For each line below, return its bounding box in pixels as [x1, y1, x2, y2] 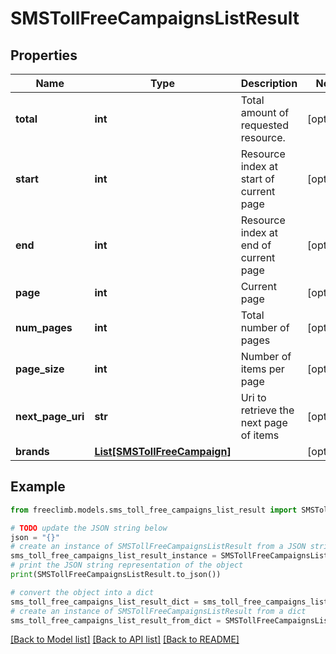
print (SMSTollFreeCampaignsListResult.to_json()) [10, 570, 222, 580]
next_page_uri [15, 410, 85, 423]
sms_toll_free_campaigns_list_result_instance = [10, 551, 217, 561]
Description [240, 77, 298, 90]
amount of [240, 106, 290, 119]
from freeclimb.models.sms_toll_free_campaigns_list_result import [10, 505, 298, 515]
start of [240, 172, 275, 186]
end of [240, 238, 272, 252]
